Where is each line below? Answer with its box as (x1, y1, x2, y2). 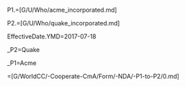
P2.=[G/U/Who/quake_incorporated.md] (7, 19, 120, 27)
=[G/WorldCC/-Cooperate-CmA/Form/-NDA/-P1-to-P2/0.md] (7, 72, 180, 80)
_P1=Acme (7, 59, 37, 67)
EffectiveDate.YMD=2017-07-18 (7, 32, 97, 40)
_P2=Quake (7, 46, 40, 53)
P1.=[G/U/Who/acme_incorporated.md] (7, 6, 118, 14)
